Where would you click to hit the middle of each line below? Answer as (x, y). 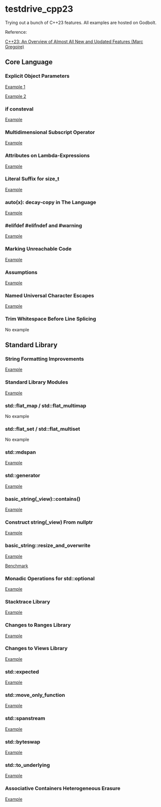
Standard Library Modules (37, 382)
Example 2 (16, 96)
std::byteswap (23, 741)
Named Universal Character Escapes (50, 296)
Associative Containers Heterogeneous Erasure (63, 788)
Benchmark (17, 566)
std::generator (23, 476)
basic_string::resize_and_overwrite (48, 546)
